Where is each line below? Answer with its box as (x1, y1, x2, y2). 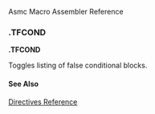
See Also (8, 79, 39, 88)
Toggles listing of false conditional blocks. (8, 60, 148, 71)
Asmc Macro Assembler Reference (8, 7, 124, 16)
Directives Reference (8, 96, 78, 107)
